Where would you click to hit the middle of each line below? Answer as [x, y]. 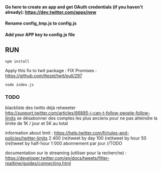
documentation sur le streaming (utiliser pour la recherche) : [66, 153]
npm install [17, 61]
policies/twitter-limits [26, 138]
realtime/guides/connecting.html [38, 163]
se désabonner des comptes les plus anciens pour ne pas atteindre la [87, 118]
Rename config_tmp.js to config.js [41, 23]
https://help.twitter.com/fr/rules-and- [91, 133]
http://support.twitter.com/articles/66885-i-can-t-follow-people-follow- [78, 113]
